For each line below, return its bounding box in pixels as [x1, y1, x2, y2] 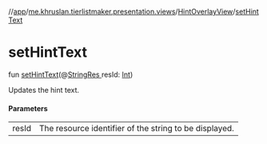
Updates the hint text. [8, 85, 80, 94]
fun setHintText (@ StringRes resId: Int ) [8, 70, 133, 79]
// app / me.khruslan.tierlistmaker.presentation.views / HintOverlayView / [8, 7, 236, 16]
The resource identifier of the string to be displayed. [38, 123, 234, 134]
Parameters [8, 103, 48, 113]
